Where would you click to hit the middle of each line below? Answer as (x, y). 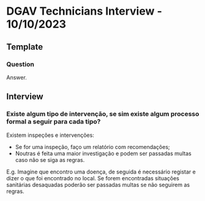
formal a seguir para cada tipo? (54, 122)
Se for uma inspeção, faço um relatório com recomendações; (92, 147)
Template (25, 47)
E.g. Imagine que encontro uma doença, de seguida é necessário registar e (101, 172)
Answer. (17, 77)
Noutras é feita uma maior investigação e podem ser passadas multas (103, 153)
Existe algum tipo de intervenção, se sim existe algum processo (103, 114)
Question (20, 64)
